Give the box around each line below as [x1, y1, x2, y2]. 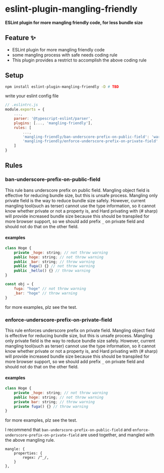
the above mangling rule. [5, 437, 55, 443]
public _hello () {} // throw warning [14, 268, 91, 273]
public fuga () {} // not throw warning [14, 264, 95, 269]
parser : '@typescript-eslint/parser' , [14, 116, 93, 121]
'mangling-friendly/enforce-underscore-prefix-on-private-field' [22, 139, 159, 144]
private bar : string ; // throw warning [14, 399, 95, 404]
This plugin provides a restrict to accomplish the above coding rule [12, 57, 147, 63]
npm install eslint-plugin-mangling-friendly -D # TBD [5, 84, 119, 89]
